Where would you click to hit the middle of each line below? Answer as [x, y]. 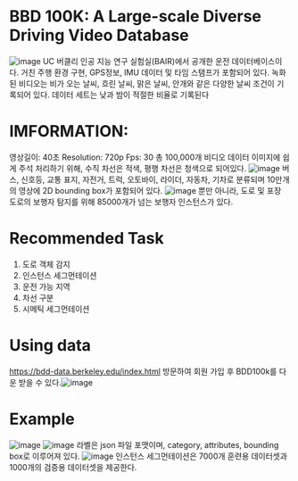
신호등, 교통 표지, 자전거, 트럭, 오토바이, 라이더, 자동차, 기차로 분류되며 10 [148, 179]
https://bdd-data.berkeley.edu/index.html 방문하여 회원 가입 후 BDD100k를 [143, 371]
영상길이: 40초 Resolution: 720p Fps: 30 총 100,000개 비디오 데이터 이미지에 [145, 157]
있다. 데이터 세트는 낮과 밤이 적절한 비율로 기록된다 [121, 95]
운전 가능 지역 [46, 286]
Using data [50, 345]
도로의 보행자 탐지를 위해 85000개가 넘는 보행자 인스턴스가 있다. [121, 202]
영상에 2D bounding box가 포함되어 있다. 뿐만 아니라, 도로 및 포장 [150, 190]
